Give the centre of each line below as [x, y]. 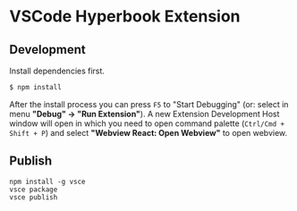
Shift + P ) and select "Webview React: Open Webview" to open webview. [148, 132]
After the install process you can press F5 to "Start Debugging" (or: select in [149, 104]
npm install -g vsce [48, 181]
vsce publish [34, 197]
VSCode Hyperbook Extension [125, 17]
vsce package [34, 190]
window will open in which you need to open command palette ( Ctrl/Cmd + [147, 123]
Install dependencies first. [57, 71]
